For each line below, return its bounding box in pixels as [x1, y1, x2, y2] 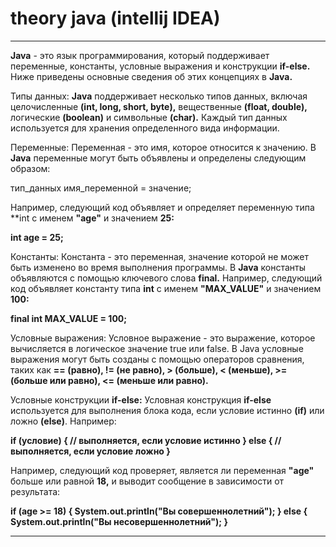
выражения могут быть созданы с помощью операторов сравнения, [10, 353, 305, 365]
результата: [10, 485, 61, 497]
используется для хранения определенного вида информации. [10, 122, 280, 134]
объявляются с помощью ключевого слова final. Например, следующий [10, 272, 323, 284]
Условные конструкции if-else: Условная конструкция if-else [10, 393, 272, 406]
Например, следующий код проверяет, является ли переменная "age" [10, 464, 315, 476]
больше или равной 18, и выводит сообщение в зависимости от [10, 475, 285, 487]
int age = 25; [10, 231, 64, 243]
